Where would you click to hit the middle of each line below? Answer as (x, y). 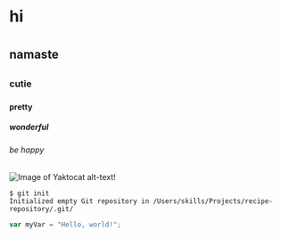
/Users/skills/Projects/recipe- (213, 201)
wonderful (29, 127)
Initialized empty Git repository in (79, 201)
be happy (27, 150)
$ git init (29, 193)
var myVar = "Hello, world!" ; (66, 225)
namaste (34, 55)
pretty (21, 107)
